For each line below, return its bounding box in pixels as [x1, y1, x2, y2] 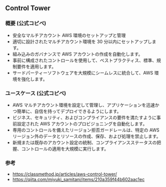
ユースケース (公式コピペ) [5, 89, 66, 96]
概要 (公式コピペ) [5, 20, 46, 27]
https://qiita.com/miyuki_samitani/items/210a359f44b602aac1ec [12, 176, 145, 182]
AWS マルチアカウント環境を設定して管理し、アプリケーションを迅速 [12, 102, 155, 108]
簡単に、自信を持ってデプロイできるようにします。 [16, 108, 121, 114]
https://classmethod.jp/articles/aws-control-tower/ [12, 171, 117, 177]
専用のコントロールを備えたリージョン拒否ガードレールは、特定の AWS [12, 127, 160, 133]
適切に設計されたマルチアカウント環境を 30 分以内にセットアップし [12, 38, 152, 44]
